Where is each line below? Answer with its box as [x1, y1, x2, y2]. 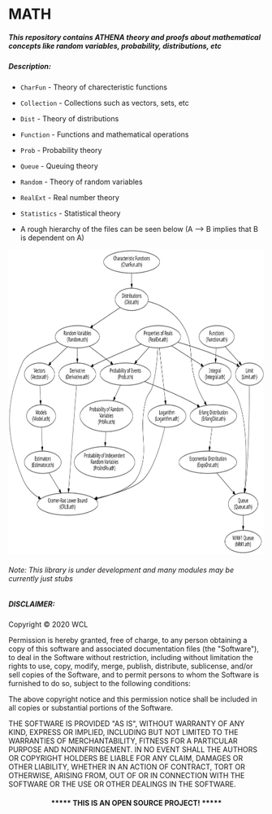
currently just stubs [8, 574, 73, 584]
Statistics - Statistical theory [19, 208, 121, 218]
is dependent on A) [19, 233, 85, 243]
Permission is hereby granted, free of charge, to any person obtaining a [8, 636, 248, 646]
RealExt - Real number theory [19, 192, 120, 202]
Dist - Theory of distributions [19, 113, 119, 123]
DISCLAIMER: [8, 599, 55, 609]
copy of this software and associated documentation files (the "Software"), [8, 644, 260, 654]
